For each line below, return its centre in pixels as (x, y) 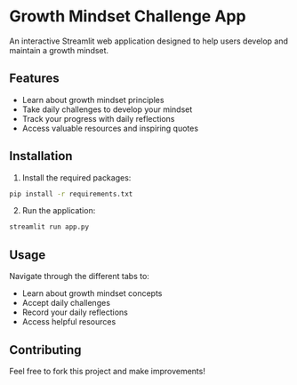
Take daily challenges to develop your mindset (107, 109)
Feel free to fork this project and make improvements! (108, 371)
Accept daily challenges (66, 303)
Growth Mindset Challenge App (128, 16)
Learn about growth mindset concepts (92, 293)
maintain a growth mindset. (59, 50)
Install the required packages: (76, 177)
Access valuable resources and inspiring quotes (110, 128)
